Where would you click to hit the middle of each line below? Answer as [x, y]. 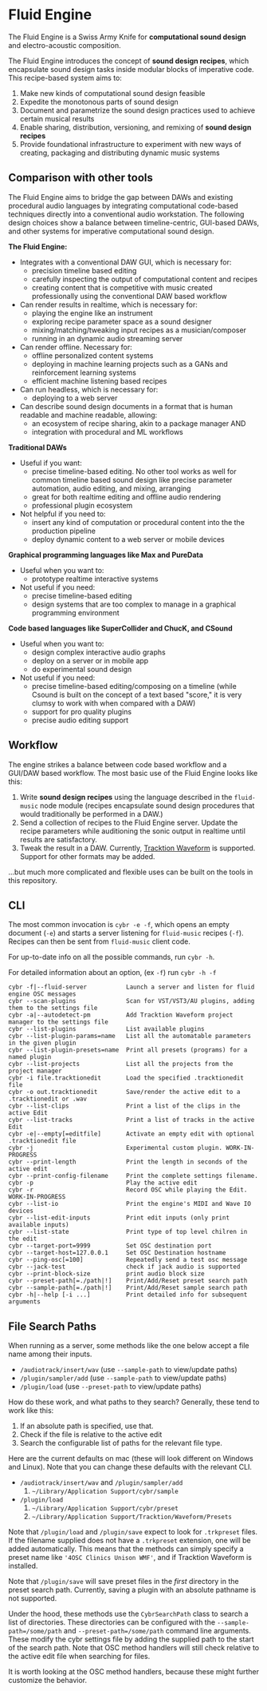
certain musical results [57, 118]
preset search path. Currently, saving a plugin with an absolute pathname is [132, 1590]
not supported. [33, 1598]
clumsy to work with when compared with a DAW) [114, 703]
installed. [23, 1566]
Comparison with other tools [80, 178]
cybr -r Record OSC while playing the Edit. [128, 1190]
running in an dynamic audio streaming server [107, 338]
